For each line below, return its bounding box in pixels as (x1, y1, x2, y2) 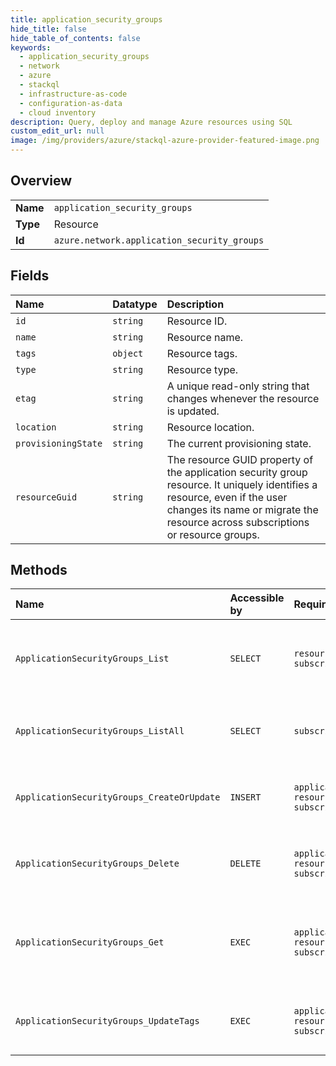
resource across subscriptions (166, 515, 310, 529)
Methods (10, 562, 68, 579)
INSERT (229, 792, 262, 803)
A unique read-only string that (166, 379, 310, 393)
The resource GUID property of (166, 452, 314, 466)
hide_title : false (10, 24, 87, 34)
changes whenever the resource (166, 391, 320, 405)
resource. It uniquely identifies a (166, 477, 318, 491)
